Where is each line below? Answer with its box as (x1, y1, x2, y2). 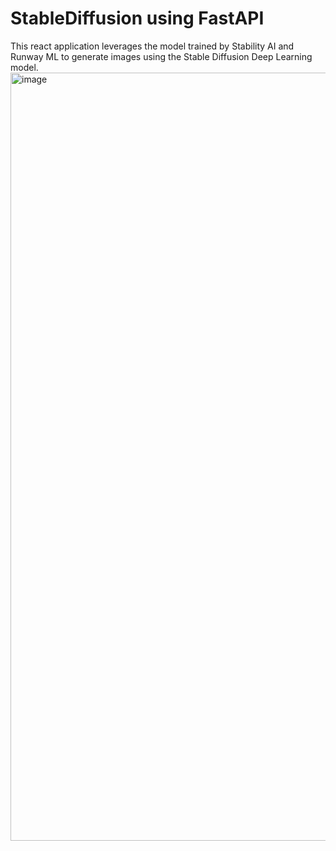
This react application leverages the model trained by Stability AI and (10, 40, 295, 52)
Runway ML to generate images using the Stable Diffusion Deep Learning (10, 50, 313, 62)
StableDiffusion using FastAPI (10, 7, 265, 30)
